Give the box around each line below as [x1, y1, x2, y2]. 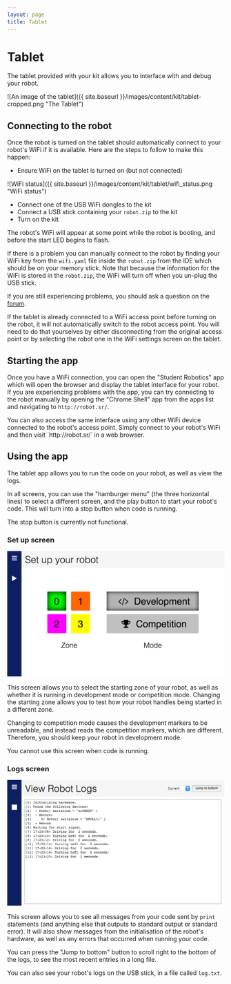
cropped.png [7, 100, 44, 108]
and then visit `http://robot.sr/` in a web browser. [7, 430, 145, 439]
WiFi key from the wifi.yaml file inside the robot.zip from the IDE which [7, 256, 212, 265]
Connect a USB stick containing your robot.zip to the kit [17, 208, 178, 216]
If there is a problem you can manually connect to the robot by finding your [7, 249, 220, 258]
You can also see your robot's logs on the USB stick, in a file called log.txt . [7, 968, 222, 977]
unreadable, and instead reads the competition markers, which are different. [7, 726, 223, 734]
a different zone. [7, 705, 54, 713]
